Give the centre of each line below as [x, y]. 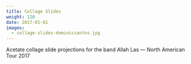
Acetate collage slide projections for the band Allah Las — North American [95, 49]
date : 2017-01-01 [27, 22]
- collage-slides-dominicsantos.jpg [56, 33]
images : [15, 28]
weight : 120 [20, 17]
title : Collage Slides [34, 11]
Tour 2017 [18, 56]
